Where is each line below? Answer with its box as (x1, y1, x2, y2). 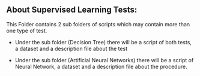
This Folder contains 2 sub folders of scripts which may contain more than (6, 20, 190, 28)
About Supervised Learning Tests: (6, 5, 138, 15)
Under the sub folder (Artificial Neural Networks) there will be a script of (14, 56, 194, 63)
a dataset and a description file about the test (14, 45, 128, 52)
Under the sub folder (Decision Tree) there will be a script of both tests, (14, 38, 192, 45)
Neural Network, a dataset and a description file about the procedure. (14, 63, 187, 70)
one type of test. (6, 27, 47, 34)
